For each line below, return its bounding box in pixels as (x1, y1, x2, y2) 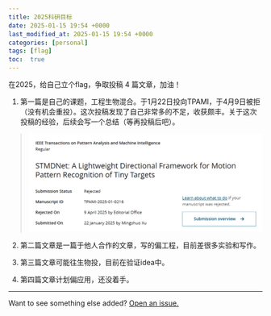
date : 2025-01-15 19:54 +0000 (8, 21, 110, 30)
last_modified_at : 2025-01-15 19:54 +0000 (8, 30, 153, 38)
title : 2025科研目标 (8, 13, 73, 21)
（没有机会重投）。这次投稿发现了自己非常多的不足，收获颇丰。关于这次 (19, 107, 257, 116)
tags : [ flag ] (8, 47, 52, 56)
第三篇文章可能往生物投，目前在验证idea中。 (19, 258, 169, 268)
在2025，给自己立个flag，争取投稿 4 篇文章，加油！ (8, 80, 181, 89)
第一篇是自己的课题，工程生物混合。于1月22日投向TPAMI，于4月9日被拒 (19, 97, 261, 106)
